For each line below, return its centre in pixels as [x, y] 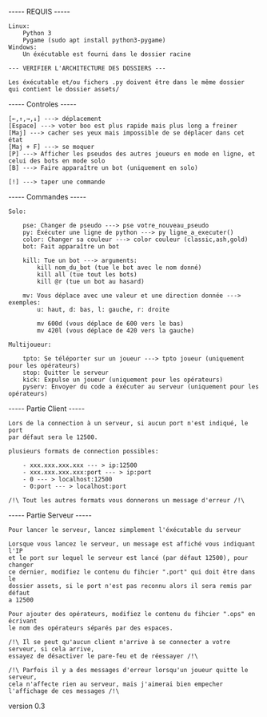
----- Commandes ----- [47, 197]
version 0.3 [27, 706]
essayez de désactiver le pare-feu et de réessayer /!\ [103, 656]
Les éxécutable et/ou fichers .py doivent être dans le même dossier [127, 83]
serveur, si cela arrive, [51, 649]
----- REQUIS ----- [39, 12]
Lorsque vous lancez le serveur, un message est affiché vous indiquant [132, 544]
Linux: [19, 26]
